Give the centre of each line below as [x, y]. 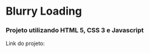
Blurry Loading [44, 11]
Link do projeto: [25, 43]
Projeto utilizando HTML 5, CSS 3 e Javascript [75, 30]
